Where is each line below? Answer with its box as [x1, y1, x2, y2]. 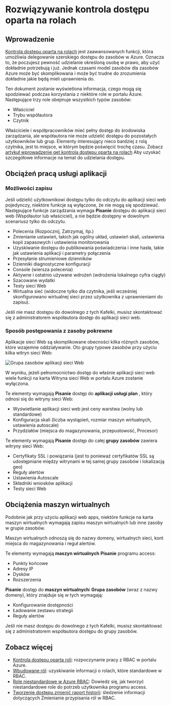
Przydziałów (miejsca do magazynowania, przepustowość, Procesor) [12, 427, 158, 434]
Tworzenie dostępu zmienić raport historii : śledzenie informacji [12, 689, 145, 695]
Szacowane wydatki [12, 277, 55, 283]
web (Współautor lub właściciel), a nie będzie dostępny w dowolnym [5, 213, 150, 219]
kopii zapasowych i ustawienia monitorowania [12, 239, 109, 245]
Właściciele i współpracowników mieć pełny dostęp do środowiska [5, 127, 145, 133]
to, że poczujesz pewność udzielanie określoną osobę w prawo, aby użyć [5, 59, 160, 65]
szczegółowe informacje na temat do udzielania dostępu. [5, 155, 126, 160]
